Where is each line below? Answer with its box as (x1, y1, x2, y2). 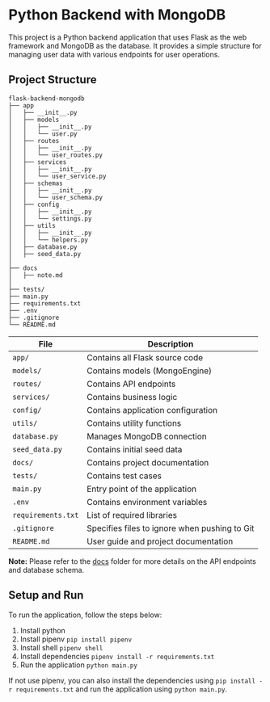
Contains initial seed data (86, 443, 183, 455)
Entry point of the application (86, 483, 196, 494)
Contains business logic (86, 391, 178, 402)
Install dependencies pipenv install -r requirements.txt (19, 651, 215, 661)
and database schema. (8, 565, 85, 574)
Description (147, 338, 194, 349)
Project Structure (8, 73, 97, 86)
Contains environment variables (86, 496, 208, 507)
